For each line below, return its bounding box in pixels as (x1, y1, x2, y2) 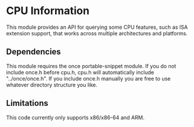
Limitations (6, 98, 48, 108)
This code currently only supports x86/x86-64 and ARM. (6, 113, 145, 121)
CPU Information (6, 4, 90, 18)
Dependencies (6, 47, 61, 57)
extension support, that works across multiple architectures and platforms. (6, 29, 188, 36)
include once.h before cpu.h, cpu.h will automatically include (6, 69, 154, 76)
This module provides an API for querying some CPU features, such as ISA (6, 24, 188, 31)
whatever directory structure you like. (6, 81, 98, 88)
